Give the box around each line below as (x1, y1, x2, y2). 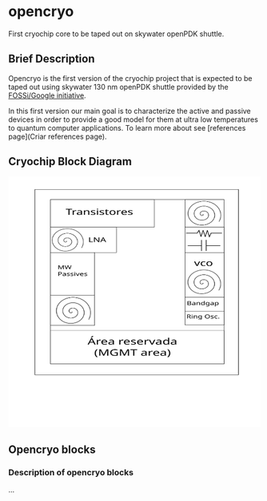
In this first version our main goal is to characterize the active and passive (8, 106, 252, 115)
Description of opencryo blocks (8, 467, 134, 478)
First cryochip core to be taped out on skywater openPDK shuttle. (8, 29, 225, 38)
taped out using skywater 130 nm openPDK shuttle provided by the (8, 82, 229, 91)
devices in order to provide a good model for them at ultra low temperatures (8, 115, 258, 124)
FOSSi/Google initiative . (8, 91, 86, 100)
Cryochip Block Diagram (8, 155, 132, 168)
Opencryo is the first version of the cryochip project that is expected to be (8, 73, 253, 83)
